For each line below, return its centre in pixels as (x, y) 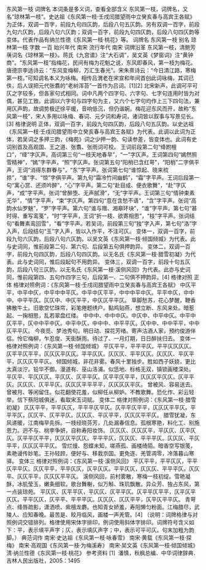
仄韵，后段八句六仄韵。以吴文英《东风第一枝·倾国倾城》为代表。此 (112, 239)
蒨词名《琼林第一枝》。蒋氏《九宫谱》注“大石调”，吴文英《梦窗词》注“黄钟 (100, 55)
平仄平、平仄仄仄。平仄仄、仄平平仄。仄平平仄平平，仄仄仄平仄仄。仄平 (97, 377)
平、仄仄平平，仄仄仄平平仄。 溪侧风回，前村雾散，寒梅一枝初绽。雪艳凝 (98, 476)
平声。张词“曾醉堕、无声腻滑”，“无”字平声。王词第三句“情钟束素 (114, 193)
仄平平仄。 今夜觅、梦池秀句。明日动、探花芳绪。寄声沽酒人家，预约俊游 (98, 331)
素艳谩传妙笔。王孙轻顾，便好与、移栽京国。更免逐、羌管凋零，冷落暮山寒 (100, 453)
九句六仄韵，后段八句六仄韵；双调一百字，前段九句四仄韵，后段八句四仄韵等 (103, 32)
